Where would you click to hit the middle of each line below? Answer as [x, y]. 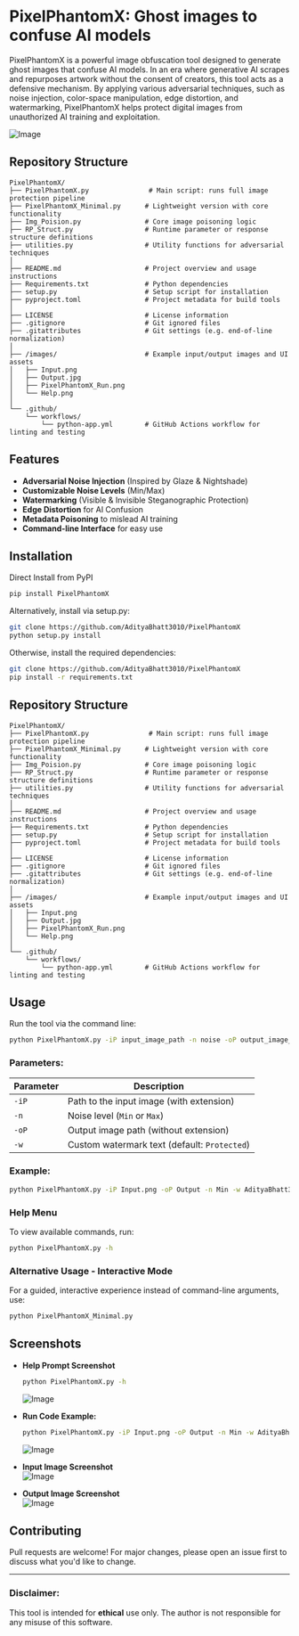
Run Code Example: [59, 1416]
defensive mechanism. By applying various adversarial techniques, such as [147, 88]
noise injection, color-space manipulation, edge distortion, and [124, 98]
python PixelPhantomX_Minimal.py [71, 1316]
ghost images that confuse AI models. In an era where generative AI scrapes [149, 70]
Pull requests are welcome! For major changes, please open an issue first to [148, 1552]
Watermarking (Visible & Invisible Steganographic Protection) [135, 500]
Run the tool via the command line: [73, 1024]
